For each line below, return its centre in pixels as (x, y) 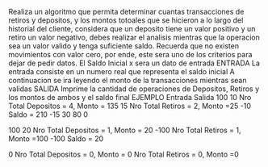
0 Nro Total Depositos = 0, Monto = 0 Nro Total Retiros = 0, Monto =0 (124, 154)
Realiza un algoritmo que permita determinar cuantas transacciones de (126, 12)
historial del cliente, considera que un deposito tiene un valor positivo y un (132, 29)
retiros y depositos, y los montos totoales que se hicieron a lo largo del (126, 20)
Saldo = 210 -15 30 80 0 (48, 115)
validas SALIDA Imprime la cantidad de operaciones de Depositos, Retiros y (134, 89)
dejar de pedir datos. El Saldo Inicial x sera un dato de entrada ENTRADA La (134, 63)
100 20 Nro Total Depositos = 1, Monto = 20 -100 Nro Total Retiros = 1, (125, 130)
